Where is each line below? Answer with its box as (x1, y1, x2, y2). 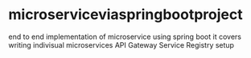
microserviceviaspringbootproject (8, 6, 243, 24)
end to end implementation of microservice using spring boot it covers (8, 32, 241, 41)
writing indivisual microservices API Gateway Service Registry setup (8, 40, 235, 49)
